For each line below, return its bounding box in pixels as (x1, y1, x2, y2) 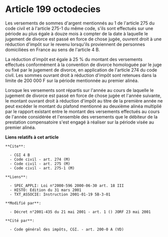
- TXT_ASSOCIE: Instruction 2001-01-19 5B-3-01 (9, 191, 111, 197)
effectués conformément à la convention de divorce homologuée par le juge (5, 61, 162, 67)
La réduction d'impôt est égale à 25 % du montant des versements (5, 56, 142, 62)
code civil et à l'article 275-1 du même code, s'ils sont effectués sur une (5, 25, 153, 31)
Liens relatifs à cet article (5, 134, 59, 140)
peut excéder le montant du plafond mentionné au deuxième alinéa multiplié (5, 103, 162, 109)
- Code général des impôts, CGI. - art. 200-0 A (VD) (9, 226, 124, 232)
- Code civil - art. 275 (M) (9, 161, 70, 166)
